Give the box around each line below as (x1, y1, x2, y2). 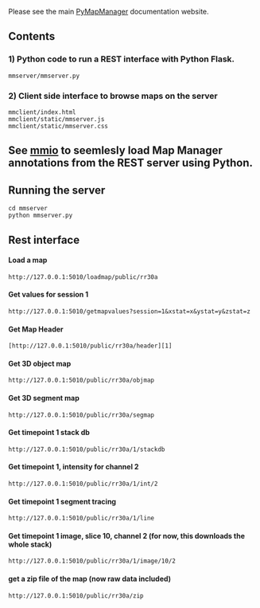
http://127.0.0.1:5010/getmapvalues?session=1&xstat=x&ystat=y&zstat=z (8, 307, 250, 316)
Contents (8, 29, 56, 43)
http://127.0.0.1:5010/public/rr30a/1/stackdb (8, 445, 165, 453)
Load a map (8, 255, 48, 265)
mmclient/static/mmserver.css (8, 122, 109, 130)
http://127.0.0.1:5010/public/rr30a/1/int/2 (8, 480, 158, 488)
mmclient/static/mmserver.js (8, 115, 105, 123)
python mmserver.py (8, 211, 73, 220)
